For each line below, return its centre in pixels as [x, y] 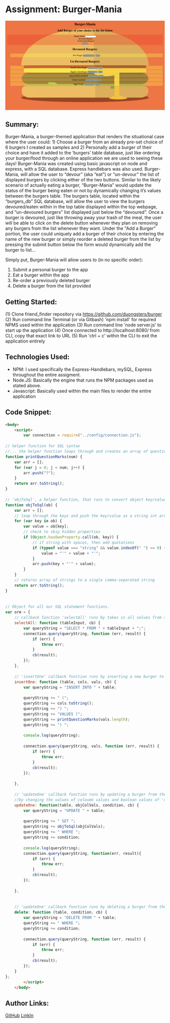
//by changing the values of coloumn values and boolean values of [87, 800]
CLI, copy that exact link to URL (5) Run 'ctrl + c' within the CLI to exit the [81, 336]
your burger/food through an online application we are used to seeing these [84, 158]
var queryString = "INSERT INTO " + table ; [70, 687]
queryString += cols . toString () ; [59, 703]
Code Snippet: [28, 412]
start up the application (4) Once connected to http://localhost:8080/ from [83, 330]
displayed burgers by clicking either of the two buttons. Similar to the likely [83, 180]
